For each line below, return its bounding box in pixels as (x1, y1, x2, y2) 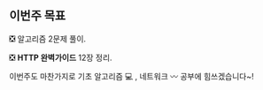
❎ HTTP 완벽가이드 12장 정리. (9, 52, 112, 63)
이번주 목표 (9, 8, 66, 24)
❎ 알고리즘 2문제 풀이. (9, 34, 87, 44)
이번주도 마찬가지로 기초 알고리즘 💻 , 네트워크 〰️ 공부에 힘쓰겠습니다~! (9, 71, 254, 81)
